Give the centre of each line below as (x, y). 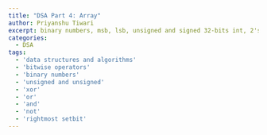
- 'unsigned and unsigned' (60, 82)
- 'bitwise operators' (53, 67)
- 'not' (28, 112)
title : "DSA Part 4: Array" (55, 15)
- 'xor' (28, 89)
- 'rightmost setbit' (51, 119)
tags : (17, 52)
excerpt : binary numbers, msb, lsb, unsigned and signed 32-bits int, (128, 30)
